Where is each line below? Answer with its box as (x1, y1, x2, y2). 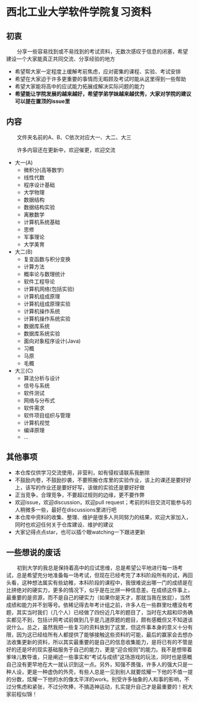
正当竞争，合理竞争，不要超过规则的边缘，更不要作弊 (14, 491, 145, 498)
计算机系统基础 (23, 218, 60, 225)
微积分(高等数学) (23, 166, 64, 173)
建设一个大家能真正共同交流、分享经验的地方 (6, 55, 115, 62)
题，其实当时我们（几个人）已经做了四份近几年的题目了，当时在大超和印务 (6, 609, 188, 616)
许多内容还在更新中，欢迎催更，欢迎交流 (17, 146, 115, 153)
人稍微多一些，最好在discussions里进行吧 (14, 506, 117, 513)
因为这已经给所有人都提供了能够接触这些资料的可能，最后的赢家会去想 (16, 631, 188, 638)
